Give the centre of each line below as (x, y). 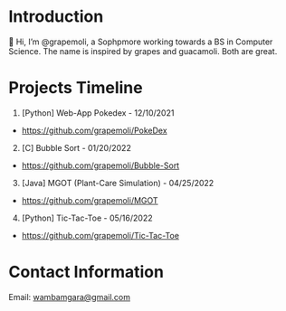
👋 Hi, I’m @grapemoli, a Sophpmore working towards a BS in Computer (141, 42)
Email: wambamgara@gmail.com (69, 297)
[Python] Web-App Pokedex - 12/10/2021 (98, 113)
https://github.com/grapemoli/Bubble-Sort (100, 165)
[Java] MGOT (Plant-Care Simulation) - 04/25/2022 (118, 183)
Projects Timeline (76, 88)
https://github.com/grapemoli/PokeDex (95, 130)
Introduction (56, 17)
